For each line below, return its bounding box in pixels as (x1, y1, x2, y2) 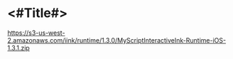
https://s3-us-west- (7, 28, 65, 37)
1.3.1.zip (7, 43, 30, 52)
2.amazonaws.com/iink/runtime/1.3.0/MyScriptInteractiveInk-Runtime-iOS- (7, 36, 226, 44)
